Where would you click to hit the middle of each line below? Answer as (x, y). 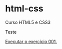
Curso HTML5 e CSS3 (28, 22)
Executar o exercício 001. (31, 41)
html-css (24, 9)
